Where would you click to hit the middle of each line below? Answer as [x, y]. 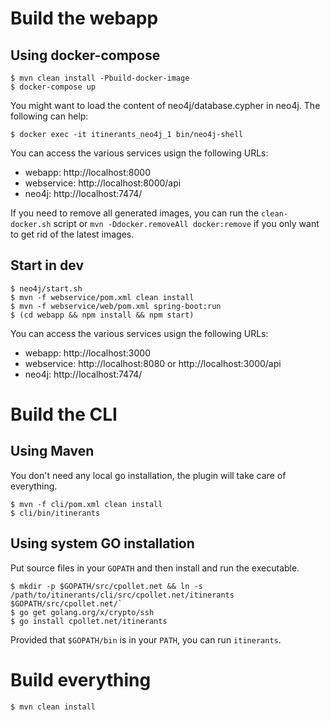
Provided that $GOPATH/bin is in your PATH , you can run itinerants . [146, 639]
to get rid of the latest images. [72, 234]
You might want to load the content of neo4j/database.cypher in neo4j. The [165, 105]
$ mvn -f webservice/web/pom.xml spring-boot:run [116, 306]
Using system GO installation [102, 543]
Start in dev [47, 265]
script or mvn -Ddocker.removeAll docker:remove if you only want [186, 223]
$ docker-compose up [53, 87]
